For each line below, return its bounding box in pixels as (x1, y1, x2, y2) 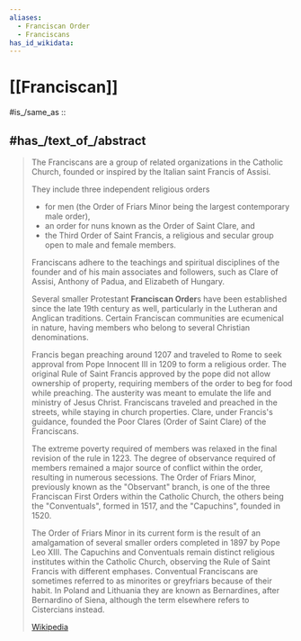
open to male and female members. (44, 239, 177, 250)
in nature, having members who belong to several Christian (31, 322, 251, 333)
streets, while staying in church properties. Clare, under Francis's (31, 407, 274, 417)
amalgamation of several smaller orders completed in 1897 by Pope (31, 537, 280, 547)
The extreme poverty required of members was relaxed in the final (31, 443, 278, 454)
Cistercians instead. (31, 604, 105, 615)
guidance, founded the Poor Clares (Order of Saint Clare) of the (31, 416, 267, 427)
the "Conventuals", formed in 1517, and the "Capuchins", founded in (31, 501, 281, 511)
